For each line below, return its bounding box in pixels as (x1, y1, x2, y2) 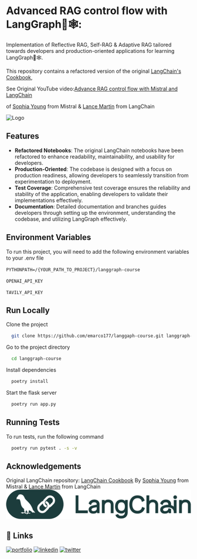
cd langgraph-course (11, 356, 62, 362)
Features (6, 131, 39, 142)
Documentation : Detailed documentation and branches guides (14, 203, 167, 210)
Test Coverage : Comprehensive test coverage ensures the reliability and (14, 184, 191, 191)
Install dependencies (6, 366, 57, 373)
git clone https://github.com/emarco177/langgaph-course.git (11, 333, 164, 339)
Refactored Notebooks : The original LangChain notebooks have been (14, 147, 184, 154)
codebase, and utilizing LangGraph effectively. (14, 215, 127, 223)
